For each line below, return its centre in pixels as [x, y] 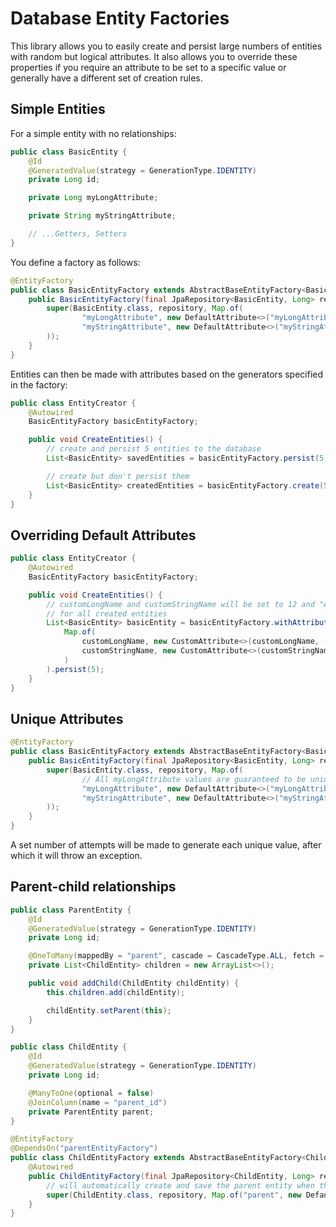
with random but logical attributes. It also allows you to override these [154, 56]
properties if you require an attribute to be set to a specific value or [148, 67]
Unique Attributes [67, 718]
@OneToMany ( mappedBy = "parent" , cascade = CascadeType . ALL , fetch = [176, 956]
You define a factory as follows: [75, 262]
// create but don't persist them [118, 476]
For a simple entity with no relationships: [93, 133]
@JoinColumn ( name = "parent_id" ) [98, 1102]
